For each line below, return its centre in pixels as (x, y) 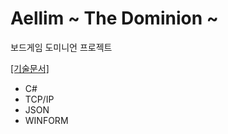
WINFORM (46, 120)
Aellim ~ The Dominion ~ (114, 18)
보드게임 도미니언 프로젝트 (61, 47)
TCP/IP (39, 99)
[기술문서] (30, 68)
